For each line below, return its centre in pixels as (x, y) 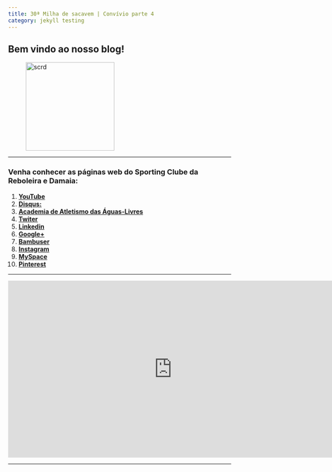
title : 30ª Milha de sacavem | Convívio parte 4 (81, 14)
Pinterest (32, 264)
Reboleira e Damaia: (43, 181)
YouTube (32, 196)
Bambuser (34, 241)
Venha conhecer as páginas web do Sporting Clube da (103, 172)
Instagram (34, 249)
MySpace (33, 256)
